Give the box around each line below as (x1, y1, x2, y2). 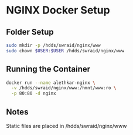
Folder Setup (6, 27, 54, 37)
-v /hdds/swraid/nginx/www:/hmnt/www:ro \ (11, 85, 117, 91)
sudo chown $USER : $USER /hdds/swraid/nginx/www (6, 48, 125, 53)
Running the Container (6, 64, 91, 74)
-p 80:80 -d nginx (11, 90, 57, 97)
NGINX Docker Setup (6, 4, 110, 17)
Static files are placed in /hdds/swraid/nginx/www (6, 123, 127, 129)
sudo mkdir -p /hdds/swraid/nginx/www (6, 42, 101, 48)
